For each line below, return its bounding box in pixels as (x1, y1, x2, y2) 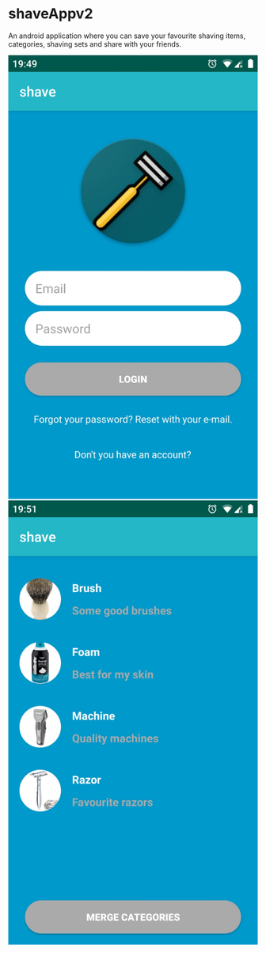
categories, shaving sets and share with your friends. (8, 39, 182, 48)
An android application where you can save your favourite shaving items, (8, 31, 246, 40)
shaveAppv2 (8, 5, 93, 23)
